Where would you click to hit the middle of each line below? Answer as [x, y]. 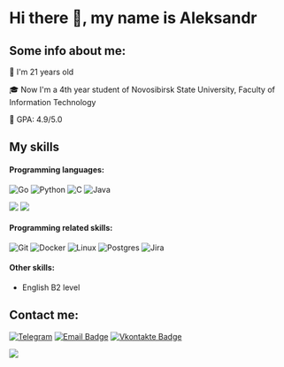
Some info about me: [68, 51]
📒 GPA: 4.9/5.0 [36, 119]
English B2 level [51, 287]
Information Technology [53, 102]
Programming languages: [57, 169]
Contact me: [44, 315]
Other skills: [32, 268]
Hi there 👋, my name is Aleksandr [133, 18]
